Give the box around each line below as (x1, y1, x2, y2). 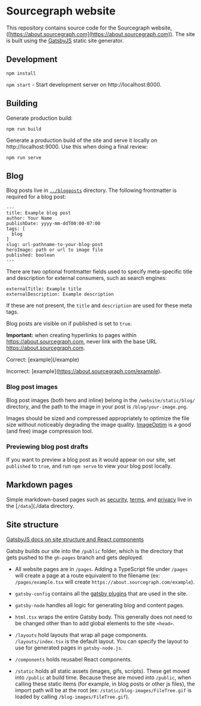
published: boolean (6, 252, 55, 258)
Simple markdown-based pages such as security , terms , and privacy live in (6, 495, 192, 503)
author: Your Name (6, 215, 52, 221)
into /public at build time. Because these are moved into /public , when (14, 673, 192, 681)
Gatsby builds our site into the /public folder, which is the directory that (6, 547, 184, 554)
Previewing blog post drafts (6, 442, 89, 451)
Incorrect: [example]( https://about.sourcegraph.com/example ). (6, 368, 162, 375)
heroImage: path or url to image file (6, 247, 103, 253)
